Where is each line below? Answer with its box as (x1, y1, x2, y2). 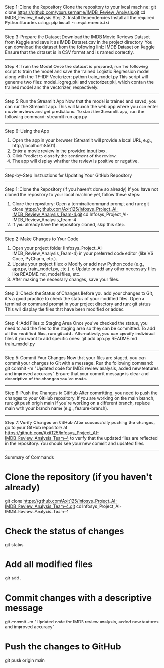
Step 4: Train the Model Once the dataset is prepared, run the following (5, 64, 148, 69)
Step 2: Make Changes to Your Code (5, 236, 79, 242)
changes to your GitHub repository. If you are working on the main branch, (5, 395, 155, 401)
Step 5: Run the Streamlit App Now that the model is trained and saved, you (5, 98, 157, 104)
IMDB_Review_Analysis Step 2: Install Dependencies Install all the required (5, 15, 155, 20)
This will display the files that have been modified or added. (5, 306, 125, 312)
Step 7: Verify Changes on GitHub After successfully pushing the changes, (5, 420, 155, 425)
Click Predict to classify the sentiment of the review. (12, 153, 117, 158)
